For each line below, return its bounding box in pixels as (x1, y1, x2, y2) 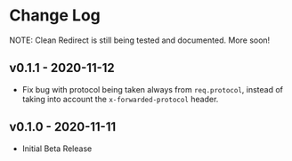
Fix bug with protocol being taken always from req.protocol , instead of (21, 84, 283, 94)
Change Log (9, 5, 101, 26)
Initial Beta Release (21, 143, 93, 154)
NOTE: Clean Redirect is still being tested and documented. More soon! (9, 35, 271, 45)
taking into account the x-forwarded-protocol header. (21, 93, 219, 104)
